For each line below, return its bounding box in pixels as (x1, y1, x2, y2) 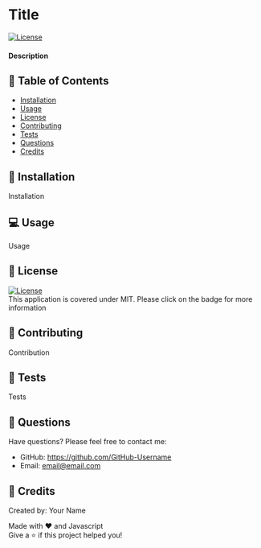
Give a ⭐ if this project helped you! (8, 530, 123, 540)
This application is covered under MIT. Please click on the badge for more (8, 294, 253, 303)
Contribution (8, 348, 50, 357)
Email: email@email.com (19, 461, 101, 471)
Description (8, 51, 49, 60)
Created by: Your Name (8, 505, 86, 516)
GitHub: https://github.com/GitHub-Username (19, 452, 172, 462)
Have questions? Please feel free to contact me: (8, 437, 167, 447)
